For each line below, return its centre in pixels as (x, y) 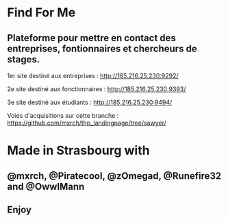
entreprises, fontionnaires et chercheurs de (102, 48)
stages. (24, 59)
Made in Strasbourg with (78, 150)
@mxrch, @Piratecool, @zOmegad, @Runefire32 (114, 176)
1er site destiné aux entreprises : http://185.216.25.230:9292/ (93, 76)
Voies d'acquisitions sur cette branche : (63, 115)
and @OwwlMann (46, 186)
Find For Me (41, 13)
